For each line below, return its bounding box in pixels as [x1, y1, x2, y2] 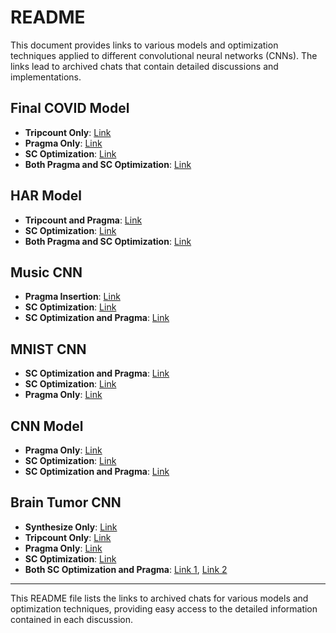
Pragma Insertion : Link [24, 291, 121, 303]
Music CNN [10, 264, 83, 281]
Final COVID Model [10, 100, 130, 117]
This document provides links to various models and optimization [10, 39, 279, 51]
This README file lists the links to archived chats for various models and [10, 592, 309, 604]
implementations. [10, 71, 82, 83]
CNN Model [10, 417, 84, 435]
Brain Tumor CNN [10, 494, 122, 511]
